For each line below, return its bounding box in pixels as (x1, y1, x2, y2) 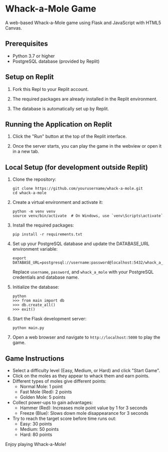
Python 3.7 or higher (12, 53, 55, 59)
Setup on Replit (5, 73, 54, 81)
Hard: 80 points (20, 431, 53, 437)
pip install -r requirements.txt (12, 232, 83, 237)
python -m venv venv (12, 209, 56, 214)
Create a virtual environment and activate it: (12, 199, 103, 205)
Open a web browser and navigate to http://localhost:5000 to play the (12, 334, 160, 341)
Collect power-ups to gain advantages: (12, 400, 93, 405)
